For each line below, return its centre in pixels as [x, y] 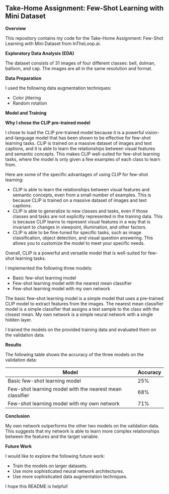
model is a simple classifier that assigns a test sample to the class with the [82, 309]
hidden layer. [19, 319]
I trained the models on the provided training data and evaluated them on [81, 330]
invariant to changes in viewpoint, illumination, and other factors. [79, 227]
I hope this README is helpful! [36, 486]
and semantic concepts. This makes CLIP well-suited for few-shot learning [82, 154]
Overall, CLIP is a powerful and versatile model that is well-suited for [76, 253]
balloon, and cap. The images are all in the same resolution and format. [79, 68]
